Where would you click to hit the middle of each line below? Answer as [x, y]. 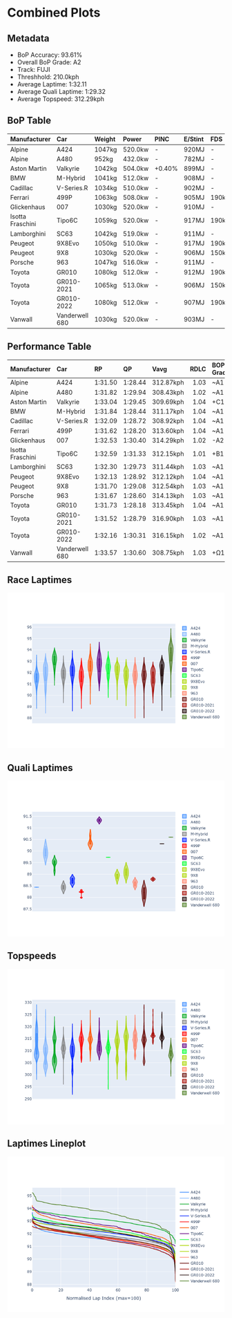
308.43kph [168, 392]
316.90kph [168, 519]
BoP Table [29, 121]
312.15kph [168, 454]
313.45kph [168, 505]
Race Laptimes [40, 580]
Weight [105, 139]
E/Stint [194, 139]
